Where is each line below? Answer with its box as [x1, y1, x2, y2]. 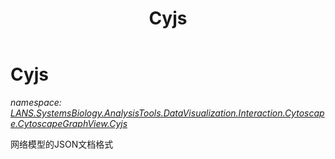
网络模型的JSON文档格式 [10, 138, 114, 150]
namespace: [10, 96, 62, 108]
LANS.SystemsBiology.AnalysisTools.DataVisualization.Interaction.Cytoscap [10, 107, 325, 119]
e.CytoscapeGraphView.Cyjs [10, 117, 128, 129]
